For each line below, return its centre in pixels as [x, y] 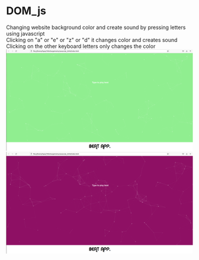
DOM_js [26, 11]
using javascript [25, 33]
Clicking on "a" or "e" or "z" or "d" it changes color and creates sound [92, 40]
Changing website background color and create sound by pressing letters [96, 27]
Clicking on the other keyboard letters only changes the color [81, 46]
